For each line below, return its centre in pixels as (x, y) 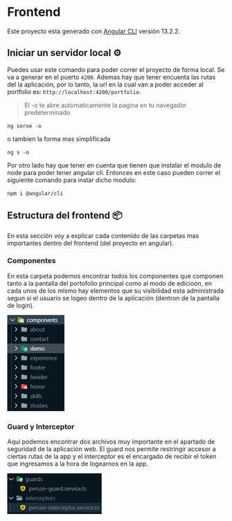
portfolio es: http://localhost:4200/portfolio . (74, 91)
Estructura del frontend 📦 (65, 216)
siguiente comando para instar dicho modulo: (72, 180)
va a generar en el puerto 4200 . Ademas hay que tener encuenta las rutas (111, 77)
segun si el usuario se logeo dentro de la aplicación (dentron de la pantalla (114, 298)
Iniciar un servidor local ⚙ (64, 53)
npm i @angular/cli (35, 193)
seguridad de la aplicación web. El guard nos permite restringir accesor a (111, 449)
